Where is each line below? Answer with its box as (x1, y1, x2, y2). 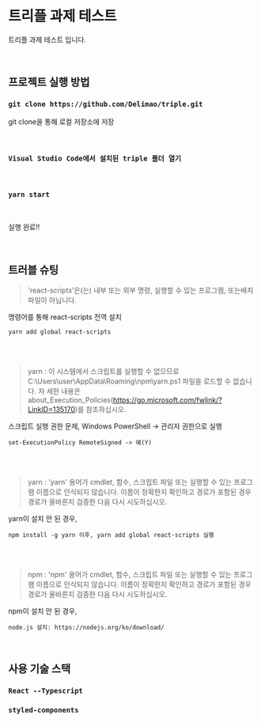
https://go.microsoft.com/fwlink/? (113, 395, 223, 405)
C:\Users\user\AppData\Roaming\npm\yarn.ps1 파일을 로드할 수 (27, 376, 232, 386)
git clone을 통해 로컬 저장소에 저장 (8, 116, 115, 127)
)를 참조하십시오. (74, 405, 127, 414)
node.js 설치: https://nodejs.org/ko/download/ (8, 624, 165, 632)
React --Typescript (8, 686, 83, 696)
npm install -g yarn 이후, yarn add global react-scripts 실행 (8, 531, 215, 539)
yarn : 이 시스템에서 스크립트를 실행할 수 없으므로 (27, 367, 180, 376)
